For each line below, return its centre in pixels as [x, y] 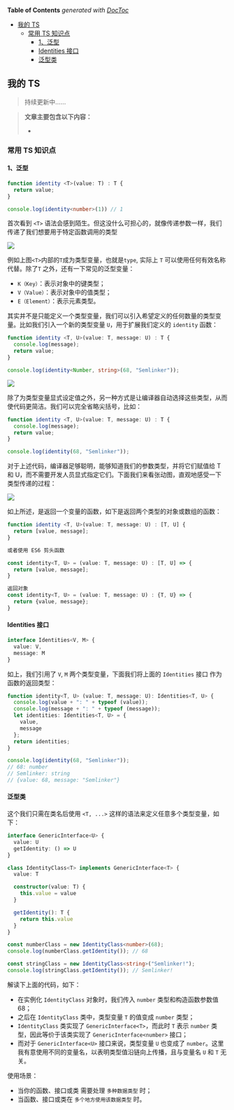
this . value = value [48, 894]
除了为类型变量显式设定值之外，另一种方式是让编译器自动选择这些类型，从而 [117, 398]
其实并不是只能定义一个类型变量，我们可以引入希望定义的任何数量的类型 [111, 316]
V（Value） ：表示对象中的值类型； [64, 293]
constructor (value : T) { [50, 887]
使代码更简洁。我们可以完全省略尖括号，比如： [74, 406]
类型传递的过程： [32, 484]
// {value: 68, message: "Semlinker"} [64, 780]
